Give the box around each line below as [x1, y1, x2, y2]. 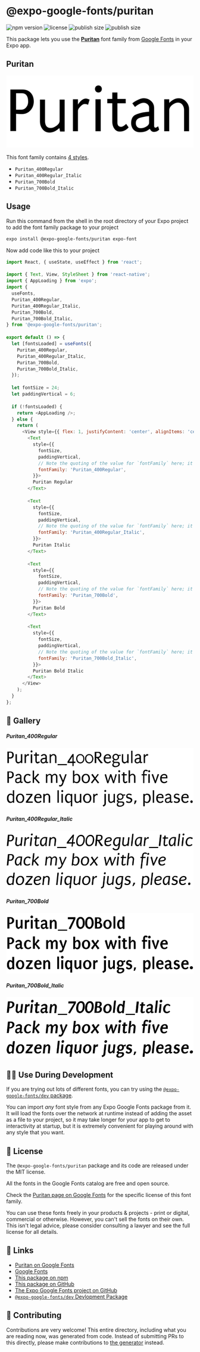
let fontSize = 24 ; [11, 385, 60, 391]
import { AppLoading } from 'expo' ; [6, 278, 97, 284]
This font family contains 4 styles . [6, 153, 89, 160]
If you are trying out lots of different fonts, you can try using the [6, 1085, 162, 1093]
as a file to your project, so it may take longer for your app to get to [6, 1116, 171, 1124]
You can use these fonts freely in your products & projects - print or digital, [6, 1209, 190, 1216]
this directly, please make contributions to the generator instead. [6, 1339, 165, 1346]
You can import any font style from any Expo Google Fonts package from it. [6, 1103, 192, 1110]
